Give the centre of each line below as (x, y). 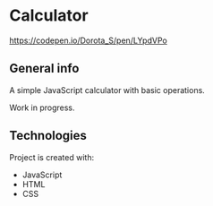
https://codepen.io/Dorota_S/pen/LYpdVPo (88, 40)
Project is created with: (52, 157)
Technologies (48, 136)
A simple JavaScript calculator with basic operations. (107, 90)
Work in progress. (42, 107)
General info (44, 69)
